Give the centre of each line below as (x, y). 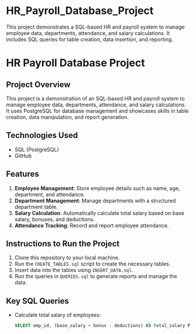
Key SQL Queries (37, 301)
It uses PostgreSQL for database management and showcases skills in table (97, 111)
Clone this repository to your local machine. (67, 258)
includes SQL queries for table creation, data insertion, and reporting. (90, 39)
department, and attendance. (50, 194)
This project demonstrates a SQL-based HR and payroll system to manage (96, 27)
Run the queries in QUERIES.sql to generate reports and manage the (96, 276)
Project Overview (38, 84)
